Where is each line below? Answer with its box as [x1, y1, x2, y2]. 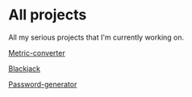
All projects [8, 6, 87, 24]
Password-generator [8, 79, 77, 89]
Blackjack [8, 63, 41, 74]
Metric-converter [8, 48, 66, 57]
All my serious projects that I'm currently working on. [8, 32, 185, 42]
